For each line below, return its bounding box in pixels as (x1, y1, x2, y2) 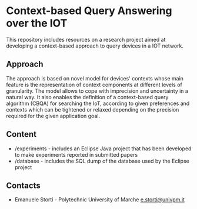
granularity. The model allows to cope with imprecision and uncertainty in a (6, 87, 188, 95)
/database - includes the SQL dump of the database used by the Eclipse (14, 157, 189, 164)
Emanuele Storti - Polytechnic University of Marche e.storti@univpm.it (14, 196, 185, 203)
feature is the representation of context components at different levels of (6, 81, 182, 88)
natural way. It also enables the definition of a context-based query (6, 93, 169, 100)
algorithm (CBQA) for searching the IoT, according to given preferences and (6, 100, 190, 107)
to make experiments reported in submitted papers (14, 151, 138, 158)
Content (6, 129, 37, 139)
